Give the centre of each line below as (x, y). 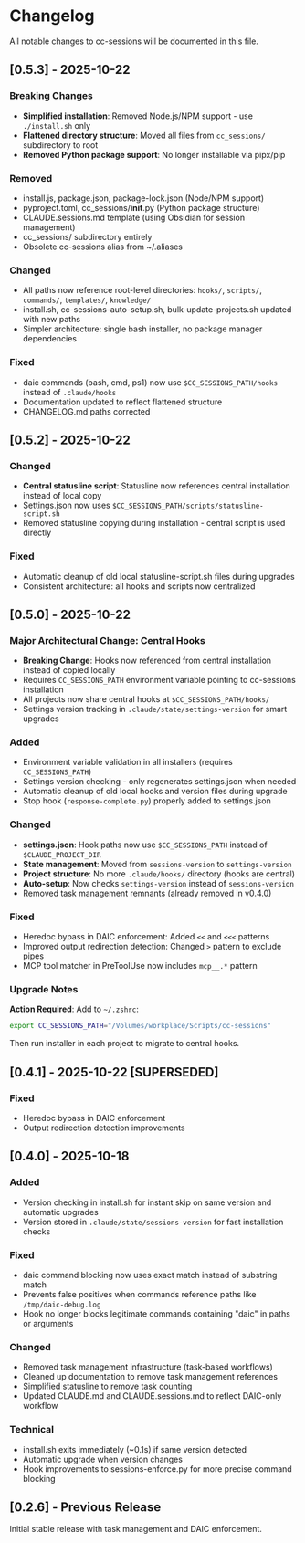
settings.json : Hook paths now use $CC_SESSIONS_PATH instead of (145, 845)
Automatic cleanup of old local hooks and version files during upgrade (155, 792)
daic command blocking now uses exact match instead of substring (150, 1275)
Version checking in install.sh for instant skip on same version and (147, 1202)
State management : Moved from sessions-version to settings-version (157, 864)
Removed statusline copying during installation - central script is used (154, 523)
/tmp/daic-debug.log (62, 1305)
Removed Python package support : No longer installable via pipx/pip (154, 154)
